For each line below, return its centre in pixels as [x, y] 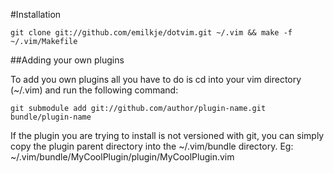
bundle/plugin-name [51, 117]
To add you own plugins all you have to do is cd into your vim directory [156, 79]
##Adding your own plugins [67, 60]
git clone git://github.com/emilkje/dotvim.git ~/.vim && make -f [151, 33]
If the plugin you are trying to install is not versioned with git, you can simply [167, 135]
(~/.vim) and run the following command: [94, 90]
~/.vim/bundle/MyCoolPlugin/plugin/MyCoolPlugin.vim [122, 157]
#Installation [36, 14]
